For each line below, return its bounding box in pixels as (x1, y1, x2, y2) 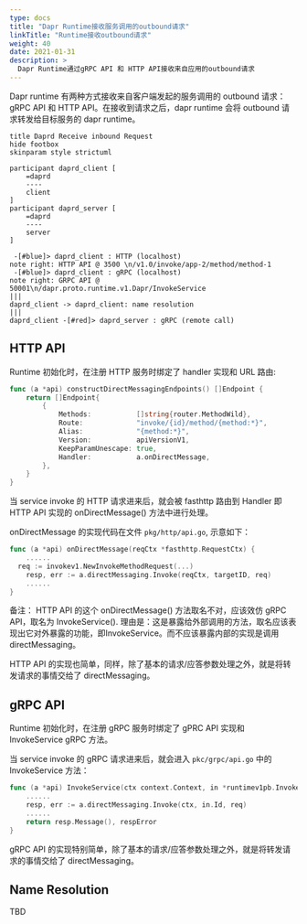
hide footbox (9, 139, 59, 149)
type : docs (9, 13, 51, 23)
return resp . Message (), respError (26, 817, 157, 826)
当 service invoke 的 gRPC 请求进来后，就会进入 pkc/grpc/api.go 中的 (9, 754, 272, 765)
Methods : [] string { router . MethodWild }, (58, 410, 251, 419)
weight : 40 (9, 38, 51, 48)
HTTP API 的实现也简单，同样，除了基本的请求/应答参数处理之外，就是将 (9, 659, 283, 670)
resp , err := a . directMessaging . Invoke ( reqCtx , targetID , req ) (26, 570, 272, 579)
